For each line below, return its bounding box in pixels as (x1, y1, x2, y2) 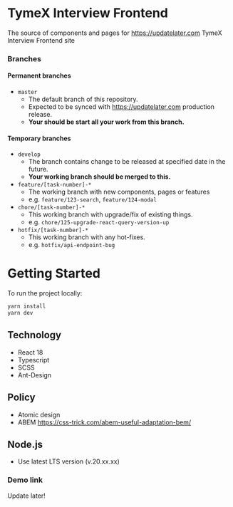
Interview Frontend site (7, 36, 76, 44)
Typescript (17, 355, 50, 364)
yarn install (7, 303, 46, 310)
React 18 (17, 347, 43, 357)
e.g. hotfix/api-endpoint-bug (28, 241, 115, 249)
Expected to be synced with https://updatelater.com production (28, 103, 215, 111)
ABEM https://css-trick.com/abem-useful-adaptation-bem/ (17, 418, 192, 427)
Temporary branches (7, 134, 71, 142)
